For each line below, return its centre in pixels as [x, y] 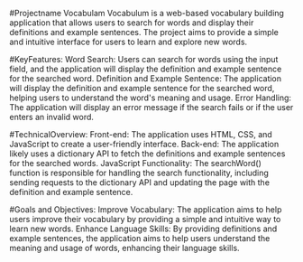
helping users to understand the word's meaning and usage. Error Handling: [150, 98]
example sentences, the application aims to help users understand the [140, 238]
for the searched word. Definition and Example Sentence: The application [146, 79]
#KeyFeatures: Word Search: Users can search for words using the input [144, 59]
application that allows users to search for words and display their [132, 23]
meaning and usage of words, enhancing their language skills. [125, 248]
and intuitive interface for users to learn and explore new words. [129, 42]
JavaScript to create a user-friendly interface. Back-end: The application [144, 144]
